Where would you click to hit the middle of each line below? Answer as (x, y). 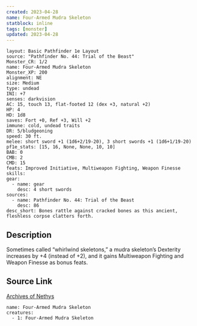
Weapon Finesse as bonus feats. (47, 262)
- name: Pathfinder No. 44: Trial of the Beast (73, 200)
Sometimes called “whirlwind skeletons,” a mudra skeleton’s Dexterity (94, 249)
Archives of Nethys (30, 296)
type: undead (23, 89)
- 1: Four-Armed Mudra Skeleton (53, 318)
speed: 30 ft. (24, 137)
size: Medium (23, 83)
